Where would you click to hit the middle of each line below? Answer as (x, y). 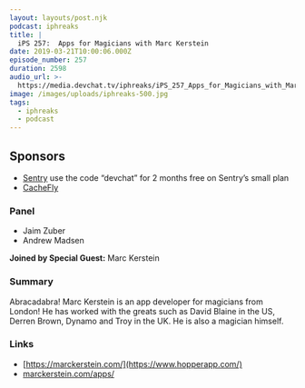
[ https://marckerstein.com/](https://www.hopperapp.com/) (132, 363)
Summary (32, 282)
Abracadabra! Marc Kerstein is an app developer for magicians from (136, 302)
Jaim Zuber (44, 231)
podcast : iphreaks (44, 26)
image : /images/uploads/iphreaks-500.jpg (89, 94)
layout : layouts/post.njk (58, 18)
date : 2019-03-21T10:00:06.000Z (70, 52)
